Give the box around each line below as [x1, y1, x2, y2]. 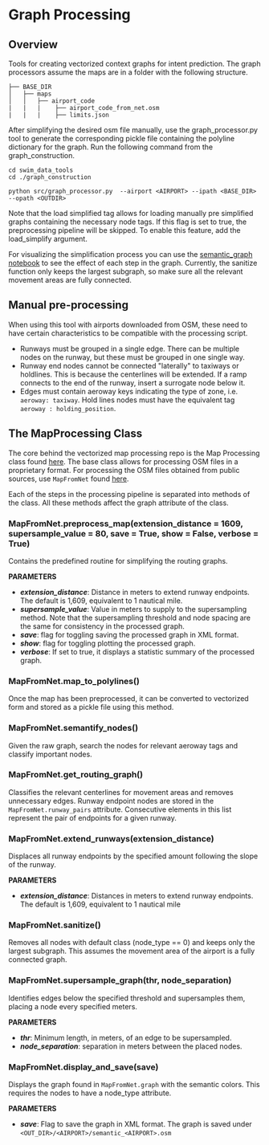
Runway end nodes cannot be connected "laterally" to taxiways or [19, 361, 239, 370]
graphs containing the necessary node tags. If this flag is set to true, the [8, 217, 247, 226]
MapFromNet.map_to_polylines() [8, 675, 141, 687]
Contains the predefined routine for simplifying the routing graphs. [8, 556, 228, 565]
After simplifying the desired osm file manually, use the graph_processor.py [8, 125, 259, 134]
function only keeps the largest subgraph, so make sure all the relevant [8, 267, 243, 276]
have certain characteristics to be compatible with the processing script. [8, 328, 248, 338]
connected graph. [8, 955, 67, 964]
